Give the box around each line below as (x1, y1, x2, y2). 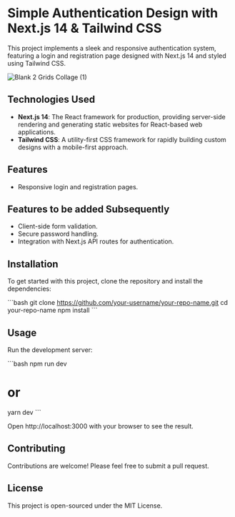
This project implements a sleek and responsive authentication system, (7, 44, 216, 52)
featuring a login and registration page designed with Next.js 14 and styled (7, 51, 226, 60)
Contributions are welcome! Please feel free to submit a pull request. (7, 461, 209, 470)
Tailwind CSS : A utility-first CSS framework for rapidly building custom (17, 135, 226, 144)
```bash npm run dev (7, 359, 67, 368)
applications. (17, 127, 56, 136)
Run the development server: (7, 346, 93, 354)
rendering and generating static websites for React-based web (17, 120, 203, 129)
